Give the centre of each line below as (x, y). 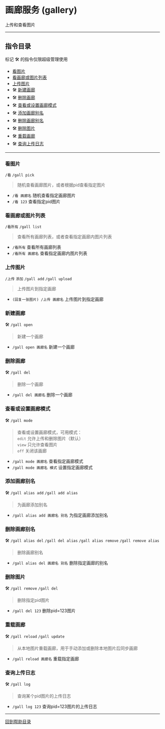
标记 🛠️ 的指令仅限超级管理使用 (36, 59)
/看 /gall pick (20, 175)
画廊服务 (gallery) (41, 10)
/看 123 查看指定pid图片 (36, 202)
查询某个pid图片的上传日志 (44, 696)
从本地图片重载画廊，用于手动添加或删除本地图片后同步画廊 (77, 648)
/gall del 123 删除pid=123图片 (44, 611)
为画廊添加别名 (32, 504)
